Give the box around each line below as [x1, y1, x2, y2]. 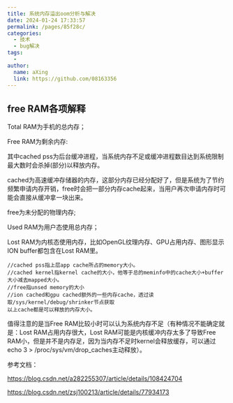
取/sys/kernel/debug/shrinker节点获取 [7, 299, 115, 306]
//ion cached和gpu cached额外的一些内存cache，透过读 [7, 291, 154, 299]
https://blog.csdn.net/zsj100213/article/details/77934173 [7, 388, 170, 397]
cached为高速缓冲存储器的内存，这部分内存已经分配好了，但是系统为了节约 [7, 176, 225, 184]
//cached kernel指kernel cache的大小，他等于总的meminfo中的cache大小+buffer [7, 270, 224, 277]
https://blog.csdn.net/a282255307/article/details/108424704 [7, 374, 183, 383]
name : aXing [13, 68, 49, 75]
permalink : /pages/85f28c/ [7, 23, 86, 30]
